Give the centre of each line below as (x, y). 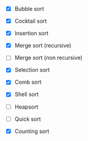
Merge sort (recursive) (43, 46)
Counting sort (32, 131)
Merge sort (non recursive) (49, 58)
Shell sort (27, 95)
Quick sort (28, 119)
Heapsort (26, 107)
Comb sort (28, 82)
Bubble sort (29, 9)
